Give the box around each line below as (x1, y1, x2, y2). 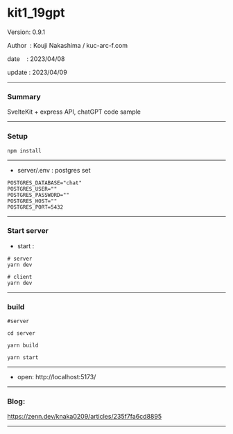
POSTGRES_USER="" (7, 185, 58, 192)
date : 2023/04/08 (7, 54, 65, 63)
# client (7, 273, 33, 280)
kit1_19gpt (7, 5, 65, 21)
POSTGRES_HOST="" (7, 198, 58, 205)
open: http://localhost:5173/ (17, 373, 96, 381)
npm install (7, 147, 42, 154)
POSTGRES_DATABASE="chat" (7, 179, 82, 186)
